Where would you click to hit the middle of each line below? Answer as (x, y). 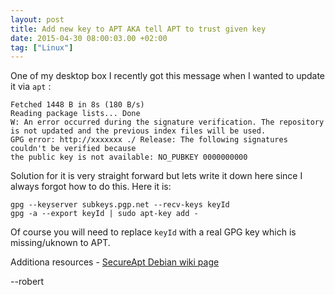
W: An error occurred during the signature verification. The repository (167, 122)
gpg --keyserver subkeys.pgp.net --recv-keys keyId (120, 205)
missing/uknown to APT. (60, 243)
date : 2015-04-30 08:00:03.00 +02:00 (89, 38)
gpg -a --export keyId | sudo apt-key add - (104, 214)
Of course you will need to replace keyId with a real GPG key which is (153, 232)
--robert (27, 282)
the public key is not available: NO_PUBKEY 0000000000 (129, 157)
